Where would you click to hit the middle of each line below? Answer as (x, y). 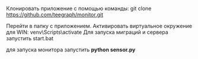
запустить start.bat (30, 38)
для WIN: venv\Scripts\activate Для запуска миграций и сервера (87, 32)
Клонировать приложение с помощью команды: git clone (79, 8)
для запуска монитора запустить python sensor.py (71, 50)
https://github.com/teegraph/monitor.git (55, 15)
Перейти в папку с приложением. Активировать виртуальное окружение (99, 26)
